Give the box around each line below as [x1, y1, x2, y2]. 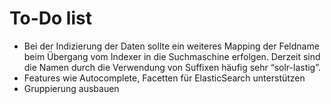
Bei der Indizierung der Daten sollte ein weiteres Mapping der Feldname [23, 40, 320, 52]
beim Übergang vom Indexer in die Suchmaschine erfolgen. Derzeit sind [23, 50, 321, 62]
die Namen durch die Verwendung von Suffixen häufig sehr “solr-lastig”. [23, 61, 321, 73]
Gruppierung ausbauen [23, 82, 120, 94]
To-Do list [9, 7, 92, 30]
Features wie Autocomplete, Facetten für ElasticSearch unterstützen [23, 72, 306, 84]
